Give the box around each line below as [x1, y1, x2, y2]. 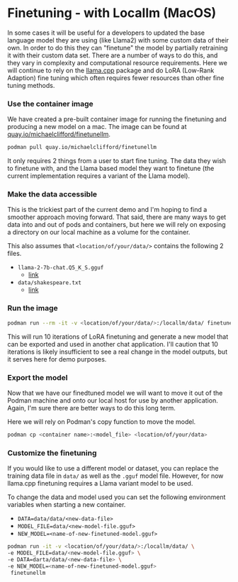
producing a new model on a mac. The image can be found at [7, 123, 187, 131]
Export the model [7, 372, 68, 382]
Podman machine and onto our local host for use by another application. [7, 396, 218, 405]
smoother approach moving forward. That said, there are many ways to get [7, 213, 227, 221]
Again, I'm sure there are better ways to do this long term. [7, 403, 176, 412]
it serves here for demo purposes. [7, 354, 107, 363]
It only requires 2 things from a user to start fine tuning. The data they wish [7, 157, 227, 165]
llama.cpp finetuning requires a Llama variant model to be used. [7, 479, 193, 488]
